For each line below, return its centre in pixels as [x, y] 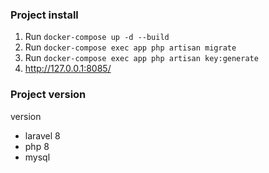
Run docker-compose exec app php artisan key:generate [141, 58]
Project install [44, 15]
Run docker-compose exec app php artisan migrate [130, 47]
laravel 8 [42, 135]
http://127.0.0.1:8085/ [68, 69]
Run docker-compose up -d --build [97, 37]
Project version [48, 95]
